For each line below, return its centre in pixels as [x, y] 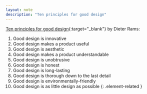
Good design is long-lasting [41, 70]
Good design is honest [36, 65]
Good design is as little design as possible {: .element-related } [77, 86]
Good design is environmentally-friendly [54, 81]
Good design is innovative [40, 38]
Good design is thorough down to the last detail [62, 75]
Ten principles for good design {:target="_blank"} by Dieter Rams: [73, 28]
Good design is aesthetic [38, 49]
